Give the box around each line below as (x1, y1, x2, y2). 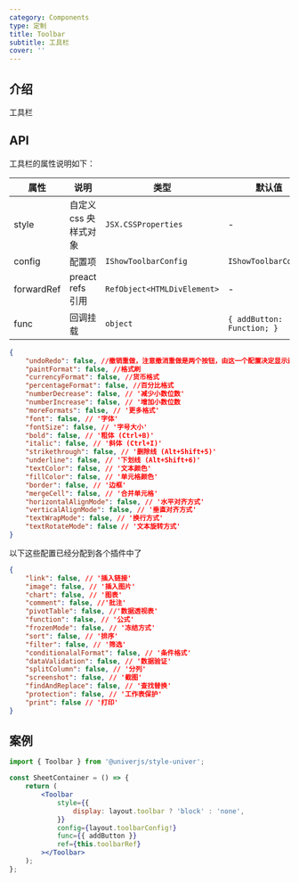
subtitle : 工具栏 (9, 37, 69, 47)
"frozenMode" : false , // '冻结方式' (25, 623, 156, 632)
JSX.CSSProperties (105, 219, 183, 229)
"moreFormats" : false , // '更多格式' (25, 406, 160, 415)
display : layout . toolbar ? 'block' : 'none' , (72, 806, 245, 816)
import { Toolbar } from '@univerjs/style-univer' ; (9, 757, 205, 767)
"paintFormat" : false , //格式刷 (25, 365, 141, 374)
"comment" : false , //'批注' (25, 598, 126, 607)
